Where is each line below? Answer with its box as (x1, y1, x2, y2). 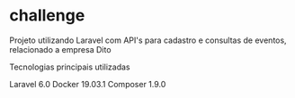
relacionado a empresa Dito (9, 44, 112, 54)
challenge (9, 5, 85, 26)
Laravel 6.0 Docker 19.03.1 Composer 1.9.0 (9, 78, 166, 89)
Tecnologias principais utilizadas (9, 61, 130, 72)
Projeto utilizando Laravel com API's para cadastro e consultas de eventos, (9, 35, 287, 45)
